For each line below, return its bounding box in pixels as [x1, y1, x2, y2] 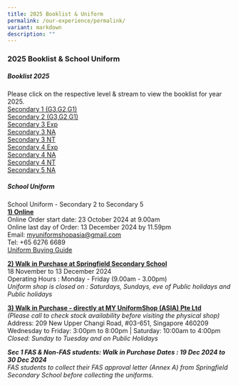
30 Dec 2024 [7, 355, 48, 365]
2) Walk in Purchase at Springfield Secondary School [7, 259, 167, 268]
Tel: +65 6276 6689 [7, 238, 66, 247]
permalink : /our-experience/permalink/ [7, 17, 126, 24]
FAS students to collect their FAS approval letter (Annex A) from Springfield [7, 363, 228, 372]
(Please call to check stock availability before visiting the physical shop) [7, 312, 220, 320]
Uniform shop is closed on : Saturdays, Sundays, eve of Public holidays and [7, 282, 231, 291]
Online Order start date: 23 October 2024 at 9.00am [7, 215, 160, 224]
